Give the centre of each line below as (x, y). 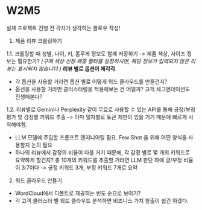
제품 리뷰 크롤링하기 (38, 40)
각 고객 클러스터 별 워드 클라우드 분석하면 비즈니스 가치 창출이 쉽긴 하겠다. (102, 200)
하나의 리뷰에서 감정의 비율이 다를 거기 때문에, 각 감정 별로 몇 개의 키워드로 (103, 152)
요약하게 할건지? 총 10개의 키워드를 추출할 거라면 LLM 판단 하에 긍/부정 (99, 160)
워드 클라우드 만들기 (38, 180)
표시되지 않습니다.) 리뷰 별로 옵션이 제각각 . (67, 68)
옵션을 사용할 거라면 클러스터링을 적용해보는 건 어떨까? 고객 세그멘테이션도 (103, 89)
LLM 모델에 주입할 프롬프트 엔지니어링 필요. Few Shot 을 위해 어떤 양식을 (101, 137)
